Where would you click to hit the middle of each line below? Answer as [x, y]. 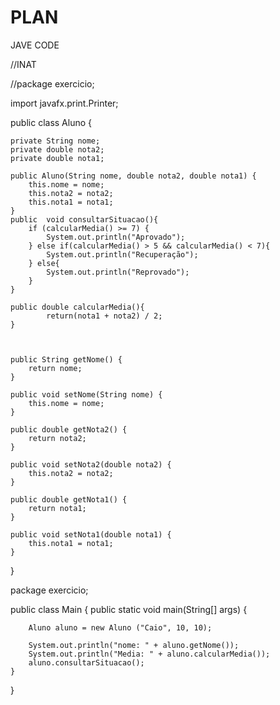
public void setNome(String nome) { [86, 394]
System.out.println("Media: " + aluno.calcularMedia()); [149, 654]
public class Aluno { [51, 122]
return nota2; [57, 438]
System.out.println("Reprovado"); [118, 272]
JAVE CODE [35, 45]
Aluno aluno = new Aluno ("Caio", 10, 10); [120, 627]
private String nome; [55, 141]
